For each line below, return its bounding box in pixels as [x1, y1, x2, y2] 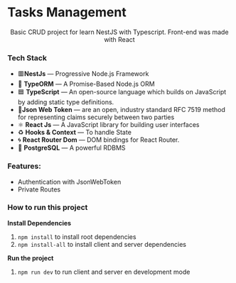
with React [104, 35, 135, 43]
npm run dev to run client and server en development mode [17, 267, 191, 276]
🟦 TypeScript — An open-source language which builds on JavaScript [17, 88, 227, 96]
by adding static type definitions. [17, 98, 114, 106]
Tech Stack [7, 52, 48, 62]
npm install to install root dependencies [17, 232, 136, 241]
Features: [7, 161, 41, 171]
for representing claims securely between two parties [17, 113, 175, 121]
